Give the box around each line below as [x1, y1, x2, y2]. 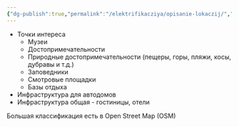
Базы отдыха [27, 82, 67, 91]
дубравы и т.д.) [27, 60, 74, 68]
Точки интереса [16, 30, 66, 38]
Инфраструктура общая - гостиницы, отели [16, 97, 151, 106]
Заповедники [27, 67, 68, 76]
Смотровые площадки [27, 75, 96, 84]
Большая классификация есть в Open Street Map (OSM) [6, 111, 176, 120]
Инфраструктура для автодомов [16, 90, 117, 99]
